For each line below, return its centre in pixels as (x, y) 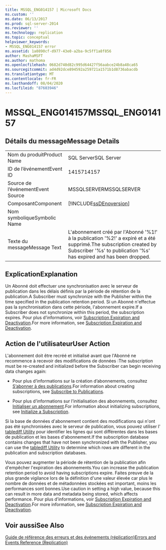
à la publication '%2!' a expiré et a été (112, 238)
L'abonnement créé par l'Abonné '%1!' (113, 232)
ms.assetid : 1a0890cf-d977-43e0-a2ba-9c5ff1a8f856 (58, 51)
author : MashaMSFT (24, 56)
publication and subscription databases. (46, 453)
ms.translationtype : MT (30, 74)
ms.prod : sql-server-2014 (32, 24)
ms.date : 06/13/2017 (26, 19)
